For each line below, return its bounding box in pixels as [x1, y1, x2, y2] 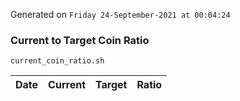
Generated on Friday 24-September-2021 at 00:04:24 [10, 9, 231, 20]
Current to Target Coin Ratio [10, 33, 150, 47]
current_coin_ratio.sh [10, 56, 105, 66]
